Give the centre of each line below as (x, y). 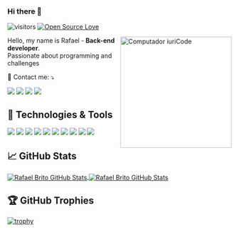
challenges (23, 63)
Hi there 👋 (25, 11)
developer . (24, 48)
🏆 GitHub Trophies (51, 200)
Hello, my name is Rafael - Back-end (61, 41)
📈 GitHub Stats (42, 156)
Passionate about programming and (60, 56)
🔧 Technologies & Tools (60, 114)
